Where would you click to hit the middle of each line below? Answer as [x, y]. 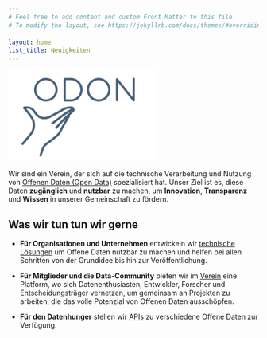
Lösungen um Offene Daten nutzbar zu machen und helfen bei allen [131, 252]
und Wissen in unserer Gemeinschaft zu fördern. [89, 199]
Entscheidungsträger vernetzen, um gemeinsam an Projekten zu [125, 293]
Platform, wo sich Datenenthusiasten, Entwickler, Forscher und [122, 284]
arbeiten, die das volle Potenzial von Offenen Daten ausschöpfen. [127, 301]
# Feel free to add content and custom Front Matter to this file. [122, 17]
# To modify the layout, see [56, 25]
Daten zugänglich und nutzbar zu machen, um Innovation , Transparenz [128, 191]
